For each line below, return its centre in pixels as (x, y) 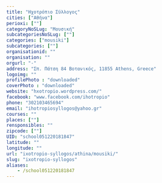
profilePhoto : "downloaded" (43, 80)
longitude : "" (24, 148)
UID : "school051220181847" (40, 137)
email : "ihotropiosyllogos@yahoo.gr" (54, 108)
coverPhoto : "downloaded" (40, 86)
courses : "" (21, 114)
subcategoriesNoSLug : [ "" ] (40, 35)
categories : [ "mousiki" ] (38, 40)
